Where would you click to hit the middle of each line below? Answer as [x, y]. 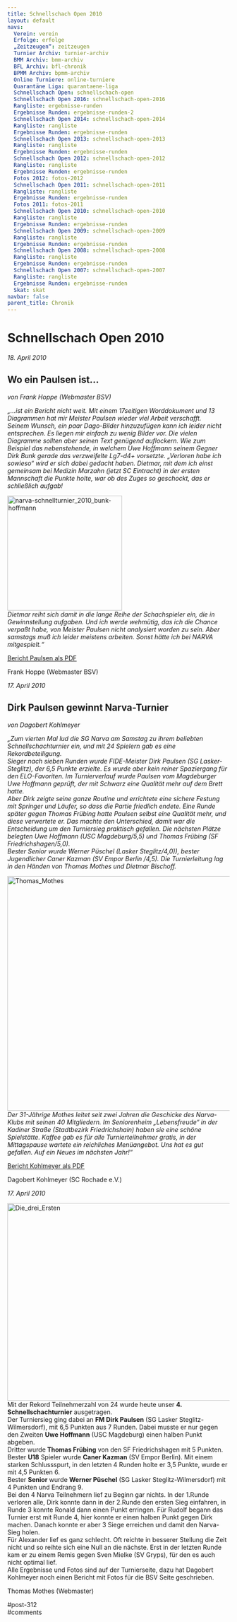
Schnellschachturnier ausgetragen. [60, 1412]
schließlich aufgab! [35, 486]
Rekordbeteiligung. [35, 753]
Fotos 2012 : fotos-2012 [48, 178]
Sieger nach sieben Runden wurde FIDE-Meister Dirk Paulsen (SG [103, 761]
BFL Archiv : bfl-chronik [50, 66]
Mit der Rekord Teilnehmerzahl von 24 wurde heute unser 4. [95, 1404]
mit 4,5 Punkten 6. [34, 1472]
